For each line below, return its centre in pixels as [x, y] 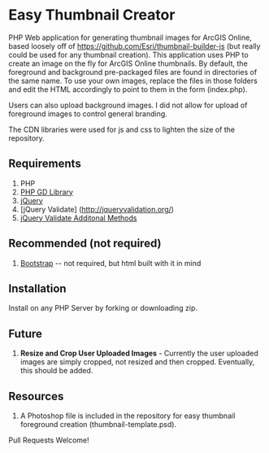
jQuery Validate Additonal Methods [78, 218]
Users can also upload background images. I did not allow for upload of [128, 105]
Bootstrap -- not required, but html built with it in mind [111, 263]
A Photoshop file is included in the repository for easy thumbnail [128, 416]
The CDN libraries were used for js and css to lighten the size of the [122, 129]
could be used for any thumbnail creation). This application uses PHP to [129, 54]
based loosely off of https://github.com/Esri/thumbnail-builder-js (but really [134, 46]
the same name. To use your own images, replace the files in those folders [133, 81]
